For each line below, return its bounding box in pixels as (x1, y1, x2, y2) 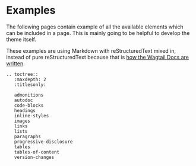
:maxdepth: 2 (14, 76, 46, 82)
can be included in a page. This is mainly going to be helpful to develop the (6, 29, 190, 36)
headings (14, 107, 36, 113)
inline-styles (14, 113, 49, 119)
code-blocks (14, 102, 44, 108)
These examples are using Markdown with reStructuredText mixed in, (6, 47, 176, 54)
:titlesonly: (14, 81, 46, 88)
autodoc (14, 97, 33, 103)
